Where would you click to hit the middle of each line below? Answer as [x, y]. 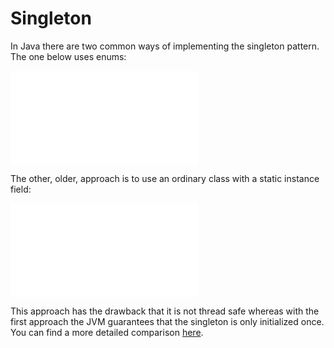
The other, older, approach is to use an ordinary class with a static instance [165, 178]
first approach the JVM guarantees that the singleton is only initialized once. [167, 321]
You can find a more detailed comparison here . [107, 332]
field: [21, 189]
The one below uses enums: [68, 56]
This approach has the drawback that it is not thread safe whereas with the [165, 311]
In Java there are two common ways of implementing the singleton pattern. [165, 46]
